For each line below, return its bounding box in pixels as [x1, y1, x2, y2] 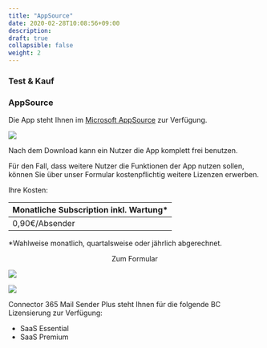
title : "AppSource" [8, 11, 74, 20]
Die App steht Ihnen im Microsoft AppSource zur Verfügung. [8, 115, 208, 125]
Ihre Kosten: [8, 185, 48, 195]
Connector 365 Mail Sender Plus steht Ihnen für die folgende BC [8, 300, 221, 310]
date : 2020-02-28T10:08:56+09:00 [8, 19, 120, 27]
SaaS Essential [19, 324, 70, 334]
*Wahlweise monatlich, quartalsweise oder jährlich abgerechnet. [8, 238, 223, 249]
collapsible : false [8, 42, 74, 50]
